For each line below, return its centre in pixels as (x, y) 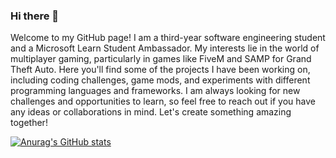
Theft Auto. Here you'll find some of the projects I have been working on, (160, 70)
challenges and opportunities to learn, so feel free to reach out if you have (163, 101)
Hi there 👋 (35, 16)
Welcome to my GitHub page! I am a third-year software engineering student (168, 38)
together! (29, 123)
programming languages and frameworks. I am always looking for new (155, 91)
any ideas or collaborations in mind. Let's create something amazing (151, 112)
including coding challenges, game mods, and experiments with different (160, 80)
